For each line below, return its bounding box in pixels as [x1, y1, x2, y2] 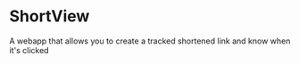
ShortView [9, 6, 90, 27]
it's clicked [9, 44, 49, 55]
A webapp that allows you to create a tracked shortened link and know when [9, 35, 291, 46]
